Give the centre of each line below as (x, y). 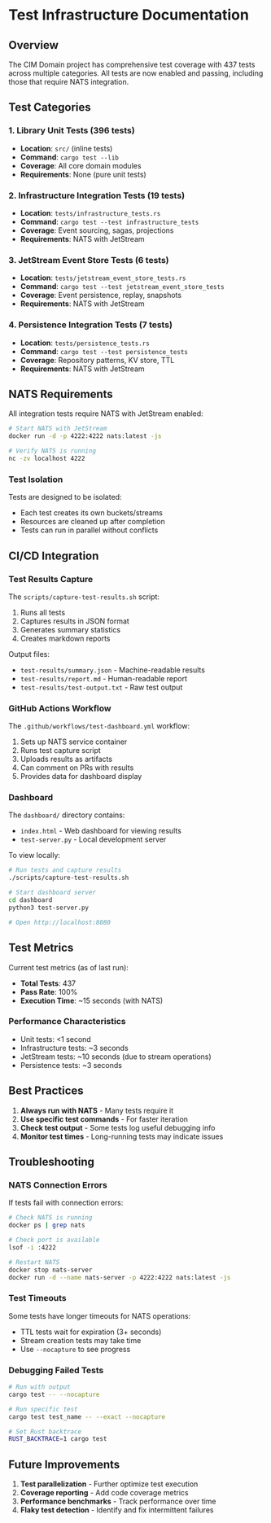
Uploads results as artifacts (66, 759)
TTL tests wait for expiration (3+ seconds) (91, 1332)
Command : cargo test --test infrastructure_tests (109, 221)
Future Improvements (64, 1464)
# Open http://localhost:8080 (60, 922)
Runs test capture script (61, 751)
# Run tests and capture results (65, 870)
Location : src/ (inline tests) (66, 148)
